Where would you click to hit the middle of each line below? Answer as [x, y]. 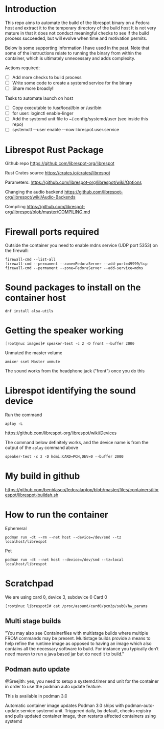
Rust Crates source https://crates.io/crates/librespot [58, 173]
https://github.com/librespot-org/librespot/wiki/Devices [61, 433]
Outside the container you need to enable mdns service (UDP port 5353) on [82, 245]
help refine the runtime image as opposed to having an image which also [78, 643]
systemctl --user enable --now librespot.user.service [66, 130]
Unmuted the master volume [34, 353]
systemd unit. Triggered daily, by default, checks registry [94, 710]
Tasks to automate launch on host [39, 98]
